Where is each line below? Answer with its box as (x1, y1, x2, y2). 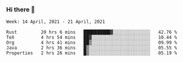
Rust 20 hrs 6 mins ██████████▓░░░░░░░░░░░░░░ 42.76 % (6, 29, 178, 35)
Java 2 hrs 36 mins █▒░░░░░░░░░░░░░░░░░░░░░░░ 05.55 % (6, 45, 178, 51)
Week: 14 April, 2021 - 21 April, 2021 (6, 19, 106, 25)
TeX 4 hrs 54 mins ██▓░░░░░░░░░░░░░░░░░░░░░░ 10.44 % (6, 35, 178, 41)
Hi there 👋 (6, 5, 36, 14)
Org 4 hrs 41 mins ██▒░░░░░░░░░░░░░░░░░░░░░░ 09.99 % (6, 40, 178, 46)
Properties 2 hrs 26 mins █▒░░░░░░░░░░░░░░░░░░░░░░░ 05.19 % (6, 50, 178, 56)
